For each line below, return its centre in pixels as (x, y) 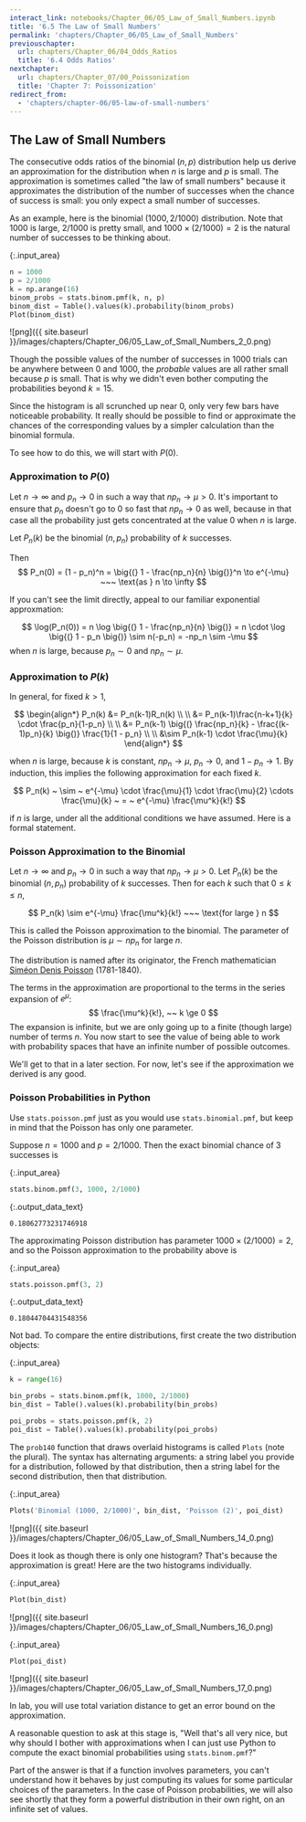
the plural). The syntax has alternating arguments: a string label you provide (152, 1457)
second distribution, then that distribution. (88, 1476)
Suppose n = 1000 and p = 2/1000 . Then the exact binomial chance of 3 (145, 1145)
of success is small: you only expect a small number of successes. (135, 201)
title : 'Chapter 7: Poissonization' (87, 86)
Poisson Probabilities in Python (80, 1098)
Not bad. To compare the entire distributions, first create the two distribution (153, 1335)
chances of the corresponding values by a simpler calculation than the (142, 426)
